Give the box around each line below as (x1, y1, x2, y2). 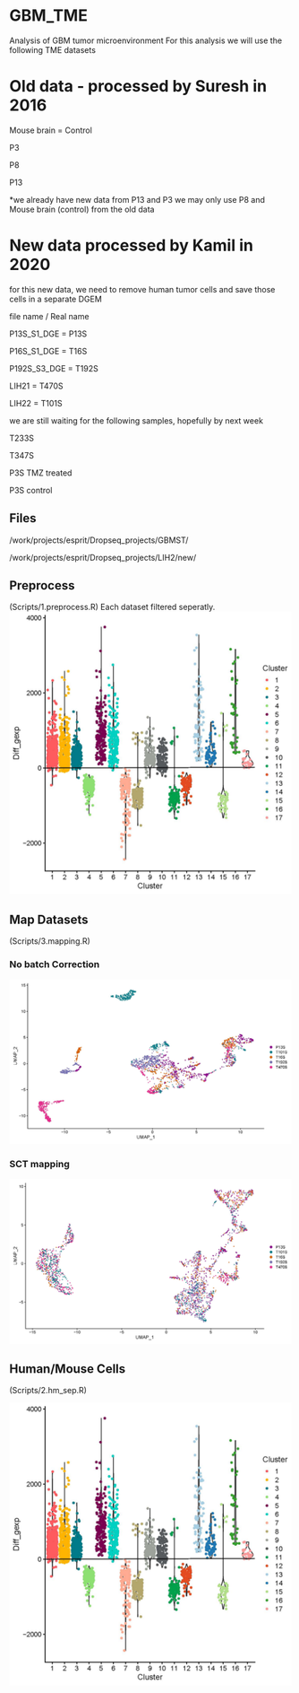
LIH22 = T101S (9, 397, 63, 408)
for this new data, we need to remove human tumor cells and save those (9, 284, 276, 294)
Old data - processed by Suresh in (9, 76, 267, 97)
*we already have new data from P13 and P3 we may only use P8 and (9, 194, 266, 205)
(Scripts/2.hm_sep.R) (9, 1385, 88, 1396)
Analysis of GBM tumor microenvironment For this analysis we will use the (9, 35, 283, 46)
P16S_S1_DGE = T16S (9, 345, 88, 356)
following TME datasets (9, 44, 97, 55)
